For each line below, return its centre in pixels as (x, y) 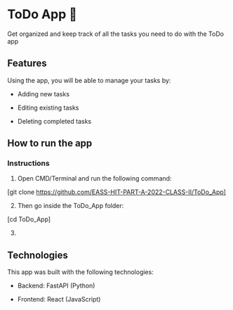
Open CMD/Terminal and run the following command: (94, 179)
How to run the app (50, 143)
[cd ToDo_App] (29, 219)
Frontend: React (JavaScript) (59, 299)
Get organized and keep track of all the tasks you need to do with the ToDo (116, 34)
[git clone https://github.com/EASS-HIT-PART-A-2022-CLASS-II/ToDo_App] (116, 192)
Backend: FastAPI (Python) (56, 286)
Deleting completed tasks (54, 121)
